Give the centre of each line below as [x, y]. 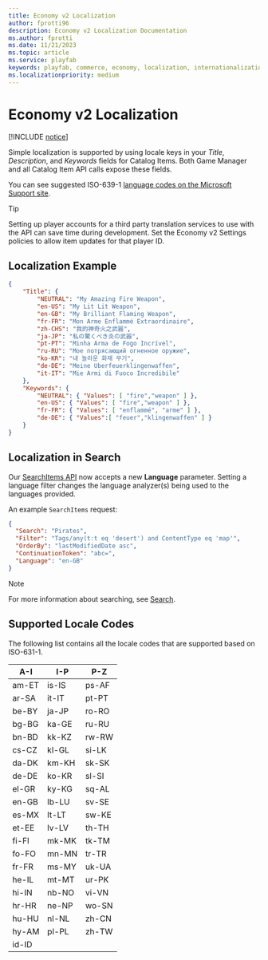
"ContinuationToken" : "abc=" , [65, 554]
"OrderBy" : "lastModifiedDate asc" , [76, 546]
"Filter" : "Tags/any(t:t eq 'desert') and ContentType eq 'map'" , [128, 539]
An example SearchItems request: [63, 509]
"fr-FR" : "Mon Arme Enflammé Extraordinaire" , [116, 321]
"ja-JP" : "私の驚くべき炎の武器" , [88, 336]
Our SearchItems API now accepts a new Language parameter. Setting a [128, 476]
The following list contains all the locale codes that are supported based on [132, 643]
